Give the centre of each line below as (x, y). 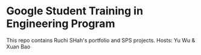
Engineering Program (61, 24)
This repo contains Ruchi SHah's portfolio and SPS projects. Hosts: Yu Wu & (101, 40)
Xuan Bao (18, 47)
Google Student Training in (75, 11)
